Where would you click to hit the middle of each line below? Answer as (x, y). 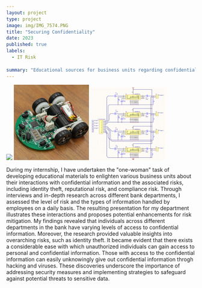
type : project (24, 19)
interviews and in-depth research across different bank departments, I (93, 195)
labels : (16, 51)
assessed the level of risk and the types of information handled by (88, 201)
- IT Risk (24, 57)
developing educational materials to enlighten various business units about (99, 176)
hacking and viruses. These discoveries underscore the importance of (93, 266)
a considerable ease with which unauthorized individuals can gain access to (100, 246)
